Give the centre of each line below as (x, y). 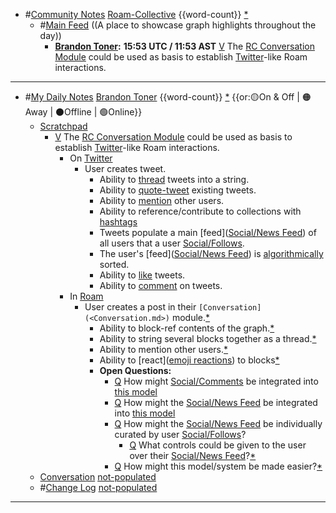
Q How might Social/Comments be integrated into (216, 381)
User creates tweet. (125, 168)
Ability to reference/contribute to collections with (200, 211)
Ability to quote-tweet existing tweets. (178, 190)
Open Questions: (135, 370)
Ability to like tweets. (142, 275)
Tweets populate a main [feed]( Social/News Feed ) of (208, 232)
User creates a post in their (140, 307)
